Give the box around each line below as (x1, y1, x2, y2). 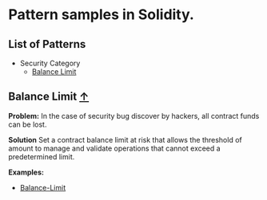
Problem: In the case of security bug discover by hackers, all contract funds (8, 111, 260, 120)
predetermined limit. (8, 151, 75, 161)
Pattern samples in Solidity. (8, 6, 194, 24)
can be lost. (8, 120, 47, 129)
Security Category (19, 58, 81, 68)
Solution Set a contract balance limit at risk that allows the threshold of (8, 135, 242, 144)
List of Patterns (8, 37, 86, 51)
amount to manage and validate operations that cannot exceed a (8, 143, 221, 153)
